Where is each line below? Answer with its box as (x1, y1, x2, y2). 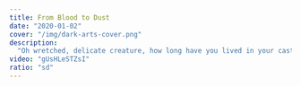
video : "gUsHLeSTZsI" (9, 55, 90, 64)
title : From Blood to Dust (9, 13, 110, 22)
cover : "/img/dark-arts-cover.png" (9, 30, 142, 39)
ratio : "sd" (9, 64, 54, 73)
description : (9, 38, 58, 47)
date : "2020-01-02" (9, 21, 82, 30)
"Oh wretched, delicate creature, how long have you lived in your (17, 47, 275, 56)
